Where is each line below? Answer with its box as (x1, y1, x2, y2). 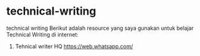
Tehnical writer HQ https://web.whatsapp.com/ (15, 43, 133, 50)
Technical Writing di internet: (6, 30, 79, 38)
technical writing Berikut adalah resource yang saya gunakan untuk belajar (6, 24, 194, 32)
